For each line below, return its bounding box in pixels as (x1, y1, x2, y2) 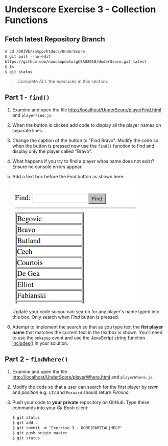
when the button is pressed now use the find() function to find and (12, 143, 154, 149)
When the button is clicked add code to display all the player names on (12, 122, 161, 128)
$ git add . (12, 420, 38, 425)
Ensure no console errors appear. (12, 163, 83, 170)
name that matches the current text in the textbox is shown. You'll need (12, 329, 163, 335)
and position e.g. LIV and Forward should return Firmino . (12, 389, 130, 395)
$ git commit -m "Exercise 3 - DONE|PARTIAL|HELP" (12, 425, 123, 430)
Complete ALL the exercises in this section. (17, 78, 108, 84)
